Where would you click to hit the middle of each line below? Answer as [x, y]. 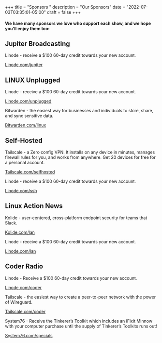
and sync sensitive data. [29, 116]
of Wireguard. [19, 302]
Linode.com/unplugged [28, 101]
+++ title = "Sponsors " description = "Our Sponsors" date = [65, 7]
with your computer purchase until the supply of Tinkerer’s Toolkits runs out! [81, 326]
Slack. [11, 223]
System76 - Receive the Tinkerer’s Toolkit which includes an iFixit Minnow [79, 321]
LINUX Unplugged [33, 80]
